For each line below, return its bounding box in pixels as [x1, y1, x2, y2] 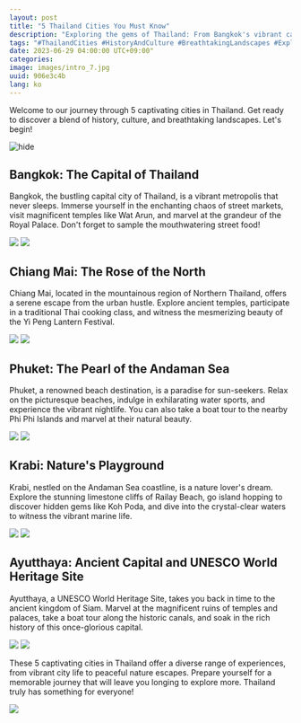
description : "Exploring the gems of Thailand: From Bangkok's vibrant [9, 30, 282, 39]
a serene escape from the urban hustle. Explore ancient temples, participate [9, 297, 290, 308]
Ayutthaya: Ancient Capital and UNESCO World [9, 555, 278, 570]
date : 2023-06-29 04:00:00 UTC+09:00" [9, 47, 154, 56]
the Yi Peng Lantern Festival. [9, 316, 115, 328]
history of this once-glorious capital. [9, 622, 143, 632]
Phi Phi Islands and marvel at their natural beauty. [9, 414, 193, 425]
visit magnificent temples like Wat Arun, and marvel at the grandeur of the [9, 210, 282, 221]
